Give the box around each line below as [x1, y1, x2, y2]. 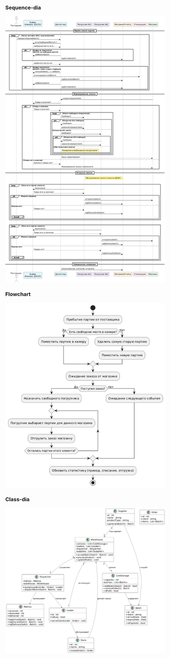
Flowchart [5, 291, 31, 298]
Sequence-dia [5, 4, 42, 11]
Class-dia [5, 496, 30, 503]
